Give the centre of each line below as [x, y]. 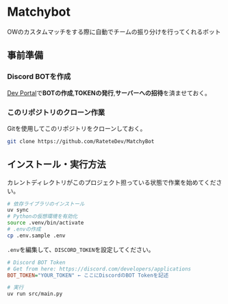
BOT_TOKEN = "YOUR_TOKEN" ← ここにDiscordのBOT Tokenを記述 [88, 275]
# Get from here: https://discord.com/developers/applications [99, 269]
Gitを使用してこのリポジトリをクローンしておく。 [77, 128]
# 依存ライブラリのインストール [46, 204]
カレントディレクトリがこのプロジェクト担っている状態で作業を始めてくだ [112, 182]
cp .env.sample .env [37, 236]
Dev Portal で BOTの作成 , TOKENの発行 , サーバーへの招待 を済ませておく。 [109, 92]
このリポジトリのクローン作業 [56, 112]
